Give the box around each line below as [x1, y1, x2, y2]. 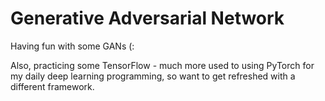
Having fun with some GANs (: [10, 40, 135, 52]
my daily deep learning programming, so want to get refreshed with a [10, 70, 296, 82]
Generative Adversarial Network [10, 7, 285, 30]
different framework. [10, 80, 95, 92]
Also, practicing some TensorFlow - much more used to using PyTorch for [10, 59, 315, 71]
